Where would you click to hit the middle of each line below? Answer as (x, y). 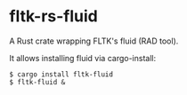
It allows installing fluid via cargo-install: (83, 58)
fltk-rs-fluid (53, 16)
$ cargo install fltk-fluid (61, 74)
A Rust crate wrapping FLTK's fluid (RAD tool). (94, 41)
